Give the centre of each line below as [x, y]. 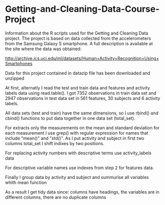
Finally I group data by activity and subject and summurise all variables [77, 177]
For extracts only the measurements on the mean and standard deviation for [82, 128]
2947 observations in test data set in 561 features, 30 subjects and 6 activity [83, 98]
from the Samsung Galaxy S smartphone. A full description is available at [79, 43]
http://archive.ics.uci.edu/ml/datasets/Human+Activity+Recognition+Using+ [82, 58]
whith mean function [26, 182]
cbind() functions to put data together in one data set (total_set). [70, 118]
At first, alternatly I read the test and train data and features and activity [78, 88]
